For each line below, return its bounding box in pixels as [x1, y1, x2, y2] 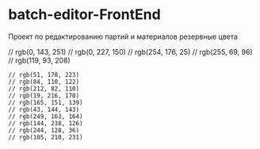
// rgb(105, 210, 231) [8, 133, 83, 141]
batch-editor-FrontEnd [8, 6, 161, 24]
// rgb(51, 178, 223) [8, 71, 80, 78]
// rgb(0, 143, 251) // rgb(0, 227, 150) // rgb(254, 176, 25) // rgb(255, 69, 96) [8, 47, 253, 56]
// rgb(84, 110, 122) [8, 78, 80, 86]
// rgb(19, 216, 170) [8, 91, 80, 100]
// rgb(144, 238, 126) [8, 119, 83, 128]
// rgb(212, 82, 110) [8, 85, 80, 93]
